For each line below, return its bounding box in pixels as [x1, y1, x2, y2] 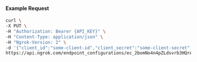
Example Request [5, 5, 49, 12]
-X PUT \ [5, 23, 27, 29]
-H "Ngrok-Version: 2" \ [5, 39, 66, 45]
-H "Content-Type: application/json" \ [5, 34, 103, 40]
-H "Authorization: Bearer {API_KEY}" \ [5, 28, 106, 35]
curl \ [5, 18, 22, 23]
